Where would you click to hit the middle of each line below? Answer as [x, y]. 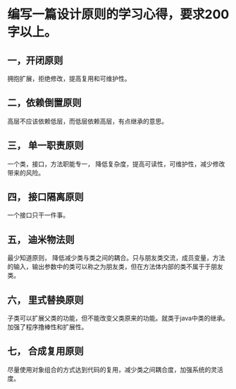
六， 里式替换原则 [45, 300]
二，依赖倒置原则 [44, 103]
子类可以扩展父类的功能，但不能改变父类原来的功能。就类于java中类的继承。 [118, 319]
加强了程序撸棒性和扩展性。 [48, 327]
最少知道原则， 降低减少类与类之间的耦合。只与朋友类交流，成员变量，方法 [116, 258]
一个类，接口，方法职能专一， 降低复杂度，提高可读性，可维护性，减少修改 [116, 163]
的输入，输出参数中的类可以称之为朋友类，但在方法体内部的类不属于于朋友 [115, 267]
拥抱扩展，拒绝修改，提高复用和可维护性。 [69, 79]
